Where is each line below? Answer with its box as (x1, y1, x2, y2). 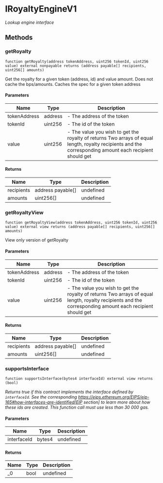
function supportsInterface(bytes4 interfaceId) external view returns (5, 376, 153, 381)
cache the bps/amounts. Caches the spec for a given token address (5, 81, 141, 87)
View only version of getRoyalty (5, 237, 69, 243)
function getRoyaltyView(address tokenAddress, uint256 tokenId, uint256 (5, 220, 158, 225)
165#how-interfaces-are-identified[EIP (5, 399, 82, 405)
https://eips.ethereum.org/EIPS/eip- (78, 394, 149, 400)
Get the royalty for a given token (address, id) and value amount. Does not (5, 76, 153, 82)
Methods (5, 33, 33, 42)
